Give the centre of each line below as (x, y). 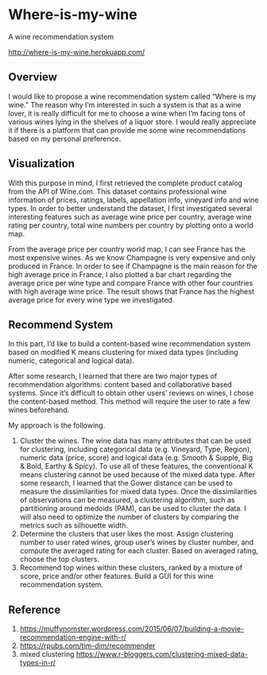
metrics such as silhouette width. (74, 525)
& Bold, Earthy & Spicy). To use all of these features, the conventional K (136, 466)
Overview (33, 77)
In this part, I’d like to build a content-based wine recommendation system (130, 344)
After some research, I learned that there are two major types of (113, 377)
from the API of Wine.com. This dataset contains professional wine (118, 191)
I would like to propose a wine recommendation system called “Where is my (132, 96)
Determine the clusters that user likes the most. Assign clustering (126, 534)
